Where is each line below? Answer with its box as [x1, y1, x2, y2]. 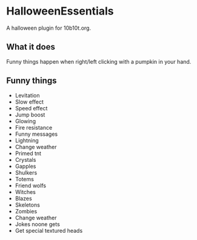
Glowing [15, 117, 36, 125]
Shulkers [15, 168, 38, 176]
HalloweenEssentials [6, 4, 114, 18]
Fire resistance [15, 124, 53, 131]
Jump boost [15, 111, 45, 118]
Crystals [15, 156, 36, 163]
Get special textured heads [15, 227, 83, 234]
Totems [15, 175, 35, 182]
